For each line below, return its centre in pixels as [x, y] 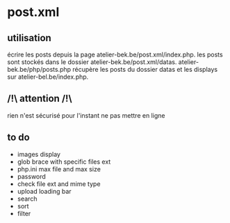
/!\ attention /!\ [40, 99]
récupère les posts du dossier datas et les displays [145, 69]
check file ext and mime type [59, 184]
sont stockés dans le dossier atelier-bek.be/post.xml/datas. [92, 62]
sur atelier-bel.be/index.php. [48, 77]
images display [39, 154]
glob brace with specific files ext [64, 162]
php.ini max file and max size [59, 169]
